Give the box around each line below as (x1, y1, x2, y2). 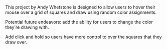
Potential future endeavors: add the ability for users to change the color (5, 19, 153, 25)
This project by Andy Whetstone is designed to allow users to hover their (5, 4, 155, 10)
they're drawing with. (5, 24, 49, 30)
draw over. (5, 39, 28, 45)
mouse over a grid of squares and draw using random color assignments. (5, 9, 157, 15)
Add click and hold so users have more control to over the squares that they (5, 34, 162, 40)
